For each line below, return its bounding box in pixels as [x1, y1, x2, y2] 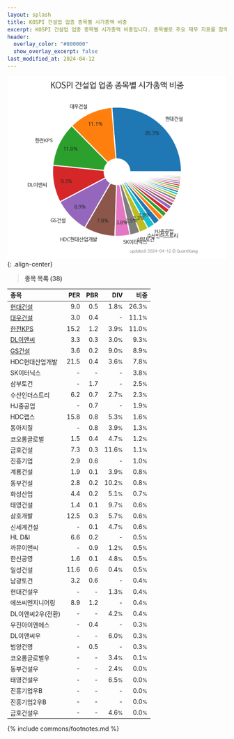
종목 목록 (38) [24, 274, 63, 283]
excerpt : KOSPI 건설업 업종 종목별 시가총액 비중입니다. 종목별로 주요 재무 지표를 [7, 26, 216, 33]
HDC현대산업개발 [10, 357, 58, 366]
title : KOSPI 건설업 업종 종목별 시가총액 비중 [7, 18, 127, 26]
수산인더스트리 [10, 391, 50, 399]
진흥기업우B [10, 687, 43, 695]
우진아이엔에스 [10, 620, 50, 629]
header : [7, 33, 30, 40]
